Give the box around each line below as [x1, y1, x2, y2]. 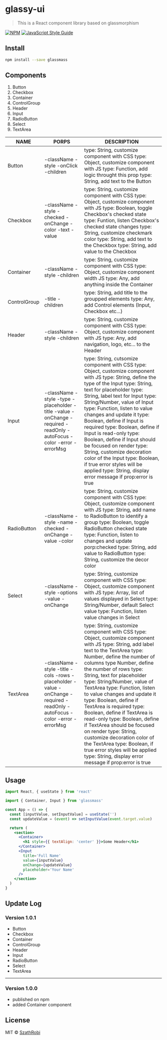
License [5, 1016, 30, 1025]
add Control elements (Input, [84, 302, 151, 309]
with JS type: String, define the [84, 374, 157, 381]
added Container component [12, 1002, 72, 1008]
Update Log [5, 900, 42, 908]
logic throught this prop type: [84, 172, 152, 179]
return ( [9, 825, 28, 830]
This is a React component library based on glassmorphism [17, 20, 139, 26]
